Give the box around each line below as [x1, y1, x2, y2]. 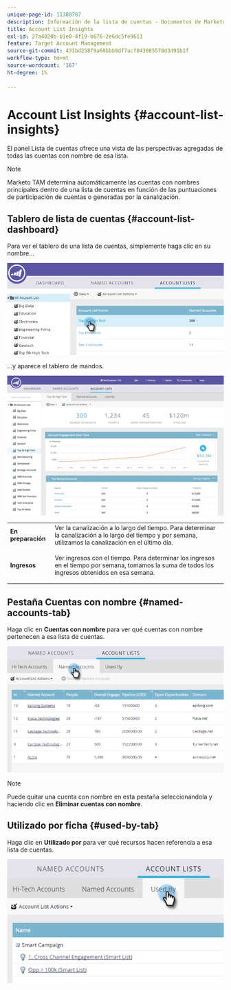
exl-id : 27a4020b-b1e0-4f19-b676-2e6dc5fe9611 [7, 33, 143, 40]
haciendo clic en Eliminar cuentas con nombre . [7, 799, 143, 808]
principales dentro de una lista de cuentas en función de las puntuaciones [7, 186, 217, 194]
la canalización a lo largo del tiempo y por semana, [54, 531, 198, 539]
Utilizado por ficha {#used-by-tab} [7, 820, 159, 832]
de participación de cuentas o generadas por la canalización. [7, 193, 181, 201]
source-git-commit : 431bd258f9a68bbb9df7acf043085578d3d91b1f [7, 48, 189, 54]
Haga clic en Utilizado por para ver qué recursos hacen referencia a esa [7, 838, 212, 846]
